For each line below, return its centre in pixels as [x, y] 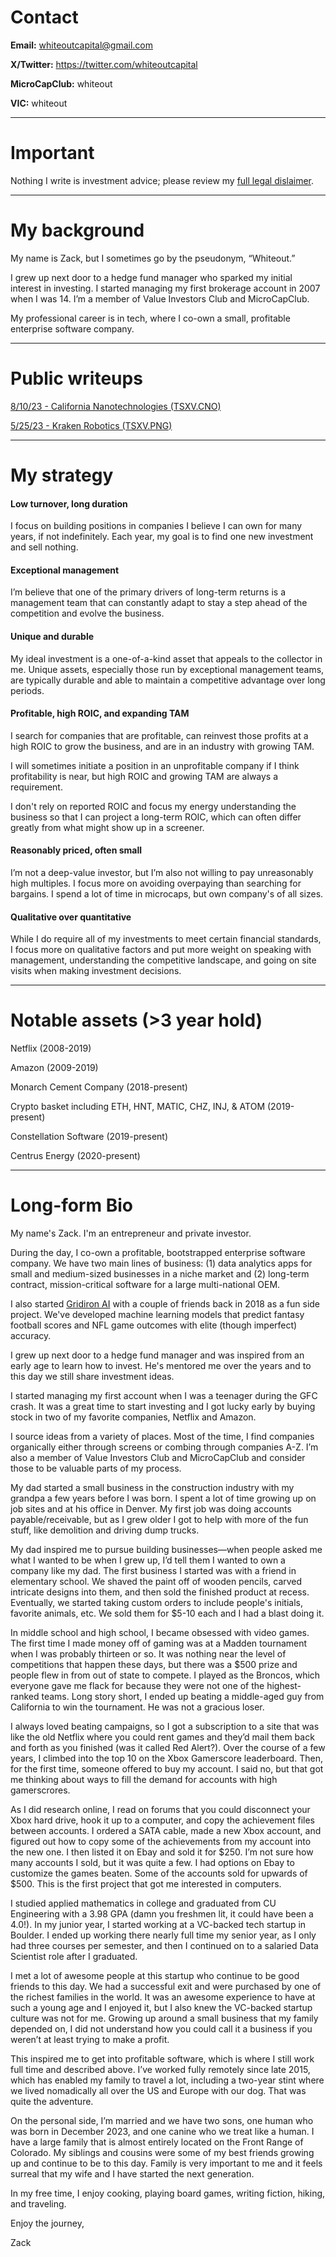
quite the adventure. [52, 2102]
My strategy [62, 475]
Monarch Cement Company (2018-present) [99, 1087]
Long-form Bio [72, 1205]
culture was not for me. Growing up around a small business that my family [164, 2018]
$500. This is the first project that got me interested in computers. [146, 1884]
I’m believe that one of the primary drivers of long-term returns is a [148, 592]
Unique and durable [52, 636]
